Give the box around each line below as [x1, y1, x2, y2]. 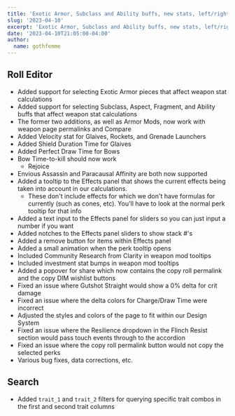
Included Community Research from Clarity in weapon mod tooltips [17, 251, 212, 260]
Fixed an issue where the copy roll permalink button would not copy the [17, 341, 224, 349]
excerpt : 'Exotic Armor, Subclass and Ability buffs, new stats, [7, 23, 201, 30]
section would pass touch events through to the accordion [17, 333, 186, 342]
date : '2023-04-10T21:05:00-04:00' [7, 29, 111, 37]
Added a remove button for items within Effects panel [17, 236, 171, 245]
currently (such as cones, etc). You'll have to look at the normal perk [27, 199, 225, 208]
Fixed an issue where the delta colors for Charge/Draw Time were [17, 296, 208, 304]
